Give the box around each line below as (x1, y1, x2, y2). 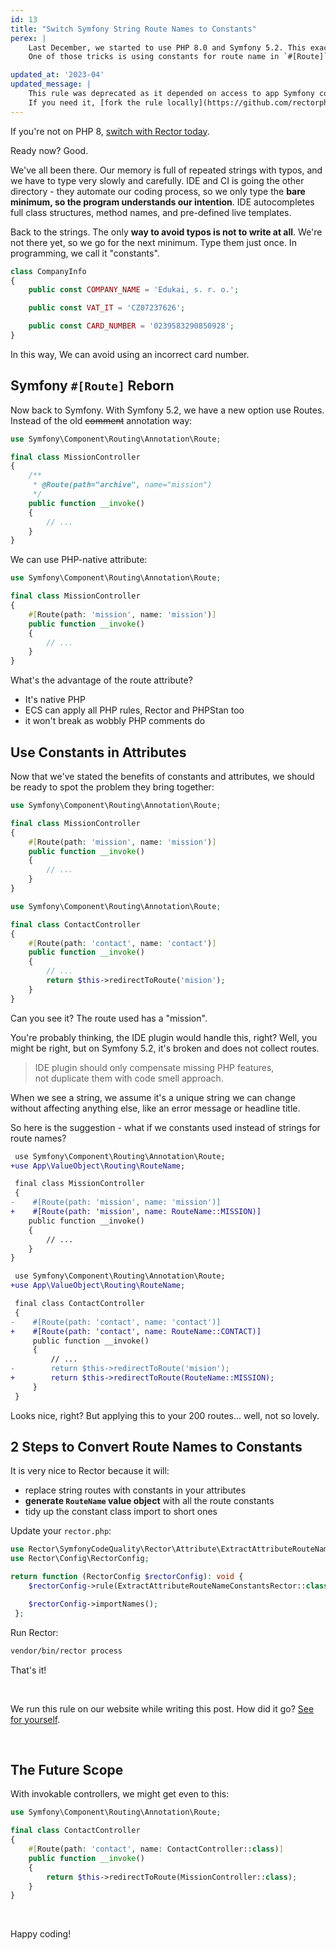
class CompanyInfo (10, 266, 87, 276)
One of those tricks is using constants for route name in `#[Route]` (28, 52, 329, 62)
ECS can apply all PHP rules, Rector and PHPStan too (24, 704, 245, 716)
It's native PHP (24, 694, 86, 706)
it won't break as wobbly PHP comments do (24, 715, 206, 727)
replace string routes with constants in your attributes (24, 1484, 247, 1496)
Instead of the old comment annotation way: (10, 414, 193, 426)
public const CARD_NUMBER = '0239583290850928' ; (28, 321, 235, 331)
